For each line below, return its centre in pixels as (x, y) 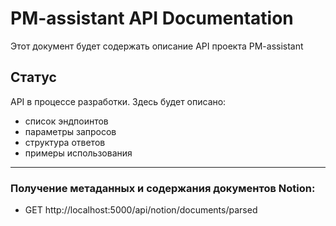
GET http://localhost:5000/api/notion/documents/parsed (141, 210)
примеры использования (78, 153)
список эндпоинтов (66, 121)
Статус (33, 77)
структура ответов (65, 142)
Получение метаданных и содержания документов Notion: (163, 188)
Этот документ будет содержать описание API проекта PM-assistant (157, 46)
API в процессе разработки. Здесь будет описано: (118, 101)
